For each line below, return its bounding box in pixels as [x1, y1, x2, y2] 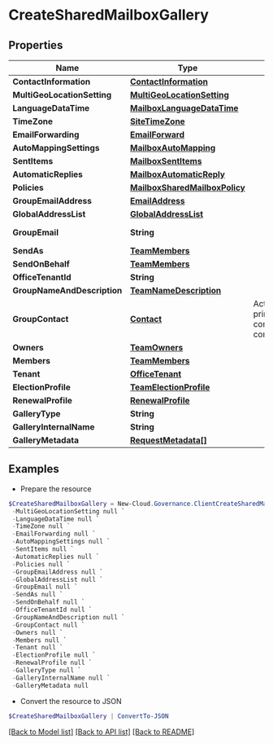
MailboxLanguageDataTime [129, 103, 239, 113]
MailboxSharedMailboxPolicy [129, 182, 245, 193]
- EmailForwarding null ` [11, 530, 96, 539]
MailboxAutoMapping [129, 143, 216, 153]
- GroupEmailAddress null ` [11, 568, 104, 576]
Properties [8, 38, 63, 52]
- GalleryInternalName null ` [11, 674, 111, 682]
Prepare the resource [19, 483, 92, 494]
